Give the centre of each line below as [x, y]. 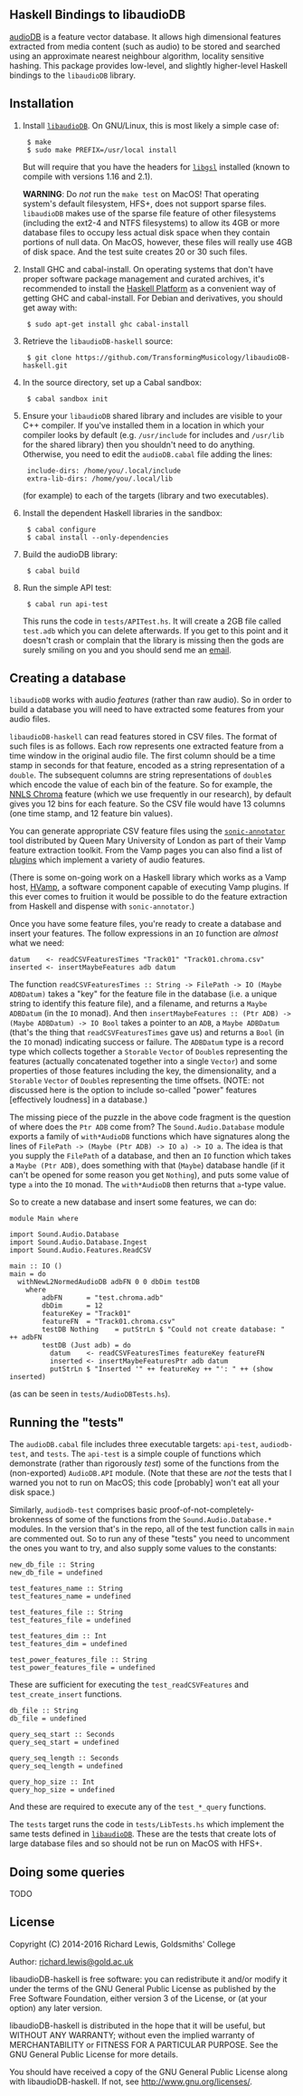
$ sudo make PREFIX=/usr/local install [102, 150]
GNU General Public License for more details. [94, 2054]
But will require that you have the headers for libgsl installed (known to [156, 167]
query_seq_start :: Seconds [62, 1735]
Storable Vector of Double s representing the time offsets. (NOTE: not [137, 1081]
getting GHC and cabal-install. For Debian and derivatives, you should [152, 298]
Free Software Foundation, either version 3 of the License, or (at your [138, 1998]
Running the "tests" [67, 1422]
